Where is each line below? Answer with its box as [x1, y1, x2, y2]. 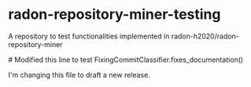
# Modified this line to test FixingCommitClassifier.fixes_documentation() [8, 55, 244, 64]
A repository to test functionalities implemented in [8, 31, 170, 41]
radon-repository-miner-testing [8, 5, 221, 24]
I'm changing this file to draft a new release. [8, 70, 151, 79]
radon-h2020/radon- [171, 31, 240, 41]
